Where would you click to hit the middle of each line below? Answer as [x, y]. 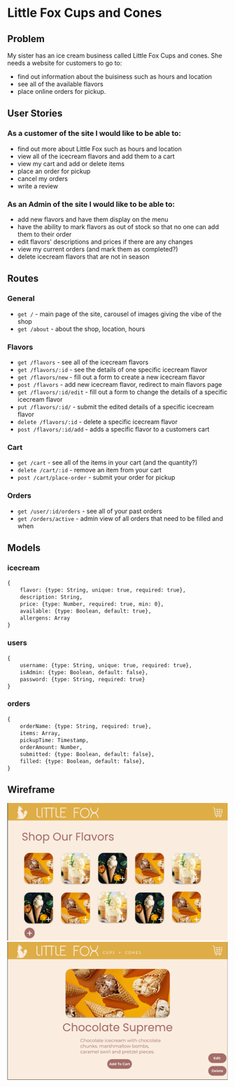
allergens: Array [45, 618]
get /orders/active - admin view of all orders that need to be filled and [120, 518]
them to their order [44, 234]
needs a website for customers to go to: [65, 63]
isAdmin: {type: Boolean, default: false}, [84, 672]
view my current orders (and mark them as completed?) [98, 249]
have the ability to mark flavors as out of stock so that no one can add [118, 226]
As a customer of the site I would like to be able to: [94, 133]
